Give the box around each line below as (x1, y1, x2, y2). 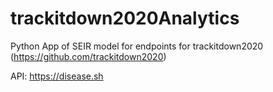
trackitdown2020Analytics (10, 7, 240, 30)
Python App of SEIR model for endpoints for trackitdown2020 (10, 40, 264, 52)
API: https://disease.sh (10, 70, 104, 82)
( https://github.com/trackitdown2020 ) (10, 50, 167, 62)
